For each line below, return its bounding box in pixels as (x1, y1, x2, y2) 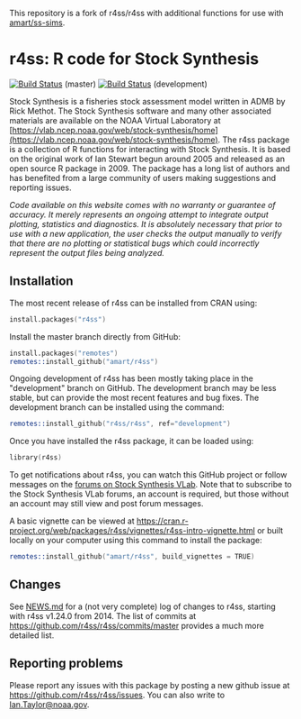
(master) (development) (64, 78, 208, 89)
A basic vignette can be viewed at (9, 515, 135, 526)
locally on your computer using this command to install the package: (9, 535, 262, 546)
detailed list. (9, 630, 55, 641)
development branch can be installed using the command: (9, 402, 225, 413)
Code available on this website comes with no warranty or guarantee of (9, 199, 276, 210)
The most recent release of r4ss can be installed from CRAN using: (9, 297, 258, 308)
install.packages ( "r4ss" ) (9, 314, 106, 323)
